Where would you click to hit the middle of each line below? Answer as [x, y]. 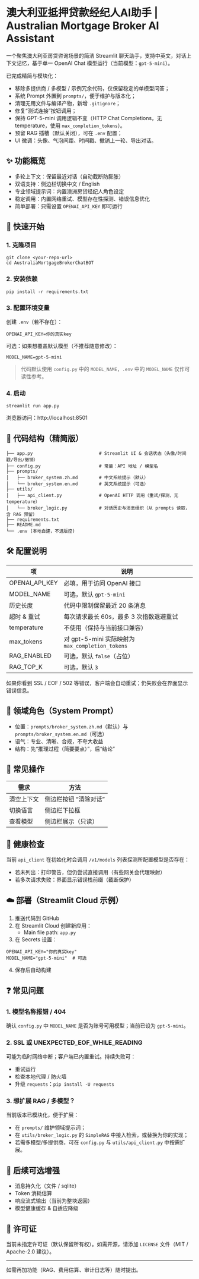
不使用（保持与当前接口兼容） [105, 627]
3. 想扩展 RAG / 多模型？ [41, 1101]
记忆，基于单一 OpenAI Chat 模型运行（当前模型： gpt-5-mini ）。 [95, 63]
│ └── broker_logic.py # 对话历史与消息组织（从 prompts [90, 508]
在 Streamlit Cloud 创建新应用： [53, 926]
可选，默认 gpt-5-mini [94, 594]
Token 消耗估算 [33, 1193]
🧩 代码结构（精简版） [45, 438]
